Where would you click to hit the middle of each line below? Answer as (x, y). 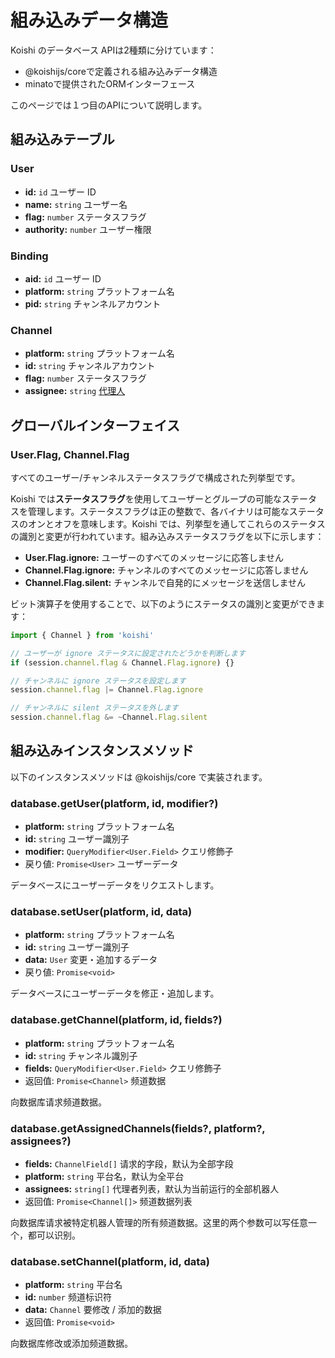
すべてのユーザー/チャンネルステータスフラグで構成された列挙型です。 (155, 477)
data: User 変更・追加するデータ (91, 960)
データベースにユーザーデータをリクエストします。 (115, 885)
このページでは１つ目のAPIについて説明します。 (109, 105)
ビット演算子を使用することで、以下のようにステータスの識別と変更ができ (163, 603)
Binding (29, 256)
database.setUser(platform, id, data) (101, 912)
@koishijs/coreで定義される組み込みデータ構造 (121, 71)
